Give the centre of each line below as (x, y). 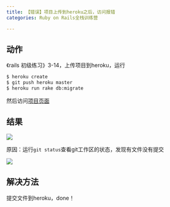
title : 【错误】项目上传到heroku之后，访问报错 (61, 12)
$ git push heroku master (39, 83)
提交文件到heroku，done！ (41, 198)
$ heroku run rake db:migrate (45, 88)
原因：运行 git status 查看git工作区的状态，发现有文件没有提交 (85, 149)
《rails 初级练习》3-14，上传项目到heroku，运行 (66, 66)
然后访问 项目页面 (28, 100)
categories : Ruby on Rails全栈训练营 (52, 18)
